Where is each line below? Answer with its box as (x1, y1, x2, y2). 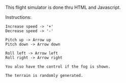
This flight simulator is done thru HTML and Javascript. (5, 5, 121, 10)
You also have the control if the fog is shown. (5, 64, 111, 69)
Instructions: (5, 14, 32, 20)
